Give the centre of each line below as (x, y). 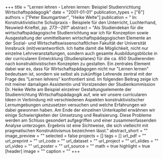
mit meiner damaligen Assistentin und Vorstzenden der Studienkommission (80, 84)
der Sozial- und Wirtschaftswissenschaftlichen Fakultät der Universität (76, 43)
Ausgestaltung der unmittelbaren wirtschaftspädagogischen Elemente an (78, 38)
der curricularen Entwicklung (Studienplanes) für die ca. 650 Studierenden (80, 58)
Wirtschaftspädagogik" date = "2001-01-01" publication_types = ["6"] (75, 12)
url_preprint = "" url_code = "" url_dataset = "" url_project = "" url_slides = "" (82, 141)
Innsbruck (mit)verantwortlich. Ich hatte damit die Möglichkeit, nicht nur (77, 48)
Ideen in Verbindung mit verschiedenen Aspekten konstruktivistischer (75, 100)
